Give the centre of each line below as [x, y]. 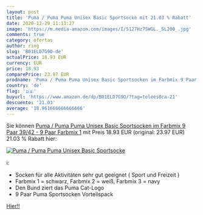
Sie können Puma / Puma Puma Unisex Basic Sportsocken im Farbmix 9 [96, 125]
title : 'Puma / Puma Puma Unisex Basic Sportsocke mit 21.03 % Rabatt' [99, 18]
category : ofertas [29, 40]
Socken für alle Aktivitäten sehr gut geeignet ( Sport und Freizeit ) [97, 175]
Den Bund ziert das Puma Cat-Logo [60, 188]
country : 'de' [24, 86]
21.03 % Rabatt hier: [32, 138]
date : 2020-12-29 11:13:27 [40, 23]
